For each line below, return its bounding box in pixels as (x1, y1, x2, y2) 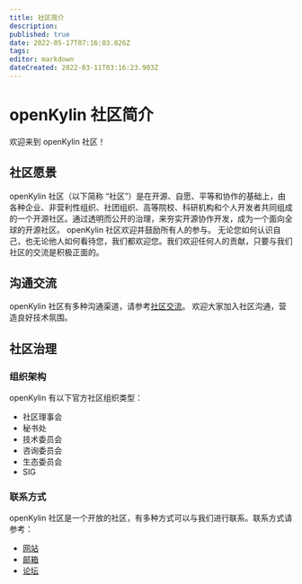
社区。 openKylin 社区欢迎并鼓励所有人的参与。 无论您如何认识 (40, 224, 274, 234)
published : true (9, 30, 70, 39)
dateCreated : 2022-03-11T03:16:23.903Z (9, 64, 159, 73)
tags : (9, 47, 30, 56)
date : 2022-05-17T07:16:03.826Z (9, 38, 130, 48)
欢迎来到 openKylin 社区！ (9, 136, 106, 146)
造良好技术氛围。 (9, 312, 73, 323)
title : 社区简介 (9, 13, 65, 22)
